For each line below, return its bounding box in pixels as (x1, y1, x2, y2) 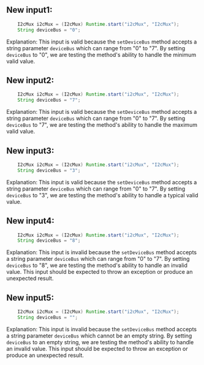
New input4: (6, 216, 55, 226)
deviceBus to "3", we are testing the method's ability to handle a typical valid (6, 191, 198, 198)
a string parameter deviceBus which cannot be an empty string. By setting (6, 332, 192, 339)
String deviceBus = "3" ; (17, 167, 81, 173)
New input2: (6, 75, 55, 85)
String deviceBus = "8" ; (17, 238, 81, 244)
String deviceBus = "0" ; (17, 27, 81, 33)
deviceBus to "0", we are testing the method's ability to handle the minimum (6, 51, 197, 58)
